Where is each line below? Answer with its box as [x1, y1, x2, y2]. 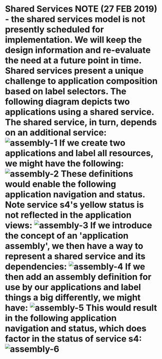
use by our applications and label [5, 282, 141, 293]
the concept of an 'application [5, 230, 129, 241]
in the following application [5, 313, 117, 324]
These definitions [60, 168, 133, 179]
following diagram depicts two [5, 96, 130, 107]
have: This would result [5, 302, 158, 313]
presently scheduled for [5, 24, 104, 35]
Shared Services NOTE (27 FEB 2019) [5, 3, 158, 15]
